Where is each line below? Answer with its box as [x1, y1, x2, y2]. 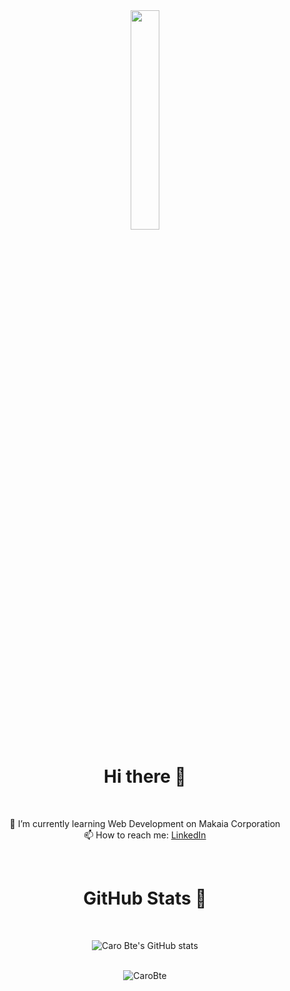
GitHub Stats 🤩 [83, 887, 207, 910]
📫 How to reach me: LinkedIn [83, 829, 207, 841]
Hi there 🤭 [103, 765, 187, 788]
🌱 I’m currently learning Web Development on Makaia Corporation [9, 817, 281, 829]
